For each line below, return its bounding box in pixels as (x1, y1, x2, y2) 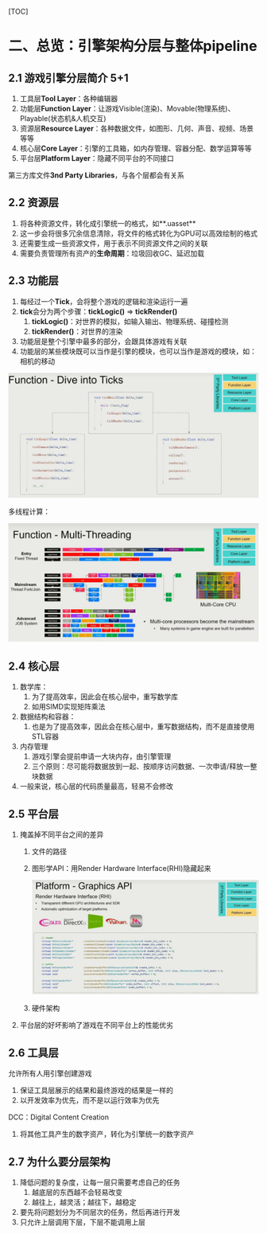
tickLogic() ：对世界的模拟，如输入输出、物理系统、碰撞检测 (31, 316, 229, 326)
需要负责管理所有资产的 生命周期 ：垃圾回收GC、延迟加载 (19, 248, 205, 258)
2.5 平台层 (8, 807, 60, 821)
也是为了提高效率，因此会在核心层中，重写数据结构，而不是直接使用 (31, 722, 255, 732)
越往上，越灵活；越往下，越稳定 (31, 1197, 137, 1207)
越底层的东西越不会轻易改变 (31, 1188, 123, 1197)
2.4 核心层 (8, 659, 60, 673)
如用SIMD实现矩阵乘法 (31, 702, 106, 712)
